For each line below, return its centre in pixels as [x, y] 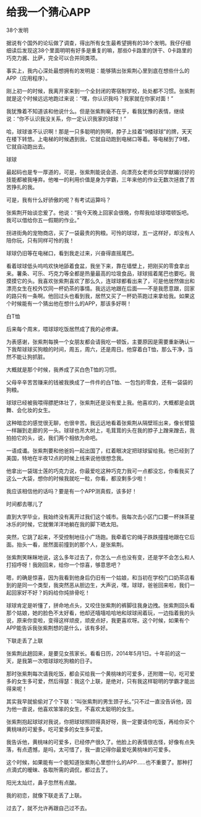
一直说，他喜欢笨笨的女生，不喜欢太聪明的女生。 [77, 709]
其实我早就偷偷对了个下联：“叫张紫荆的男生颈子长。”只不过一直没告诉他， [96, 701]
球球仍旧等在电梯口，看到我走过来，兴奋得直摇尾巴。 [72, 253]
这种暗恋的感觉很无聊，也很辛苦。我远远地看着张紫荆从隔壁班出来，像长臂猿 [100, 423]
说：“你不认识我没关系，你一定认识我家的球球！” [66, 118]
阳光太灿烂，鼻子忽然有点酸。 [43, 782]
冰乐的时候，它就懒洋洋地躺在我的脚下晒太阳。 [64, 524]
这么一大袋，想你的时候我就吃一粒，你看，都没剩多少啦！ [77, 478]
